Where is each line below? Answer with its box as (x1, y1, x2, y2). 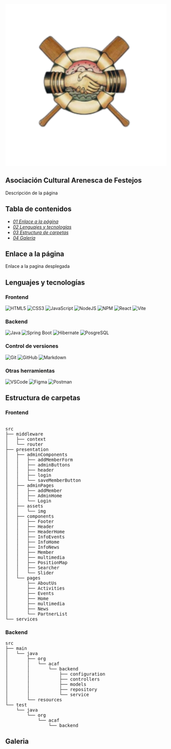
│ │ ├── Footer (5, 518, 54, 524)
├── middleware (5, 431, 44, 437)
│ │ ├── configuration (5, 671, 105, 677)
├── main (5, 646, 27, 651)
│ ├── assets (5, 503, 44, 509)
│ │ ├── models (5, 682, 87, 687)
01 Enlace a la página (12, 218, 59, 225)
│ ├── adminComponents (5, 451, 68, 458)
